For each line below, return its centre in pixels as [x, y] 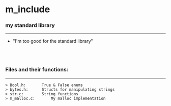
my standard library [30, 25]
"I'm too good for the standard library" [53, 41]
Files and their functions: [37, 70]
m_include [28, 9]
